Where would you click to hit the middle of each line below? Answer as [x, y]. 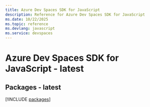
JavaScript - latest [45, 69]
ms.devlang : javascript [30, 29]
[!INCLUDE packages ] [28, 99]
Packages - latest [33, 87]
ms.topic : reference [27, 24]
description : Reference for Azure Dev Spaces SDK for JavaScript [75, 15]
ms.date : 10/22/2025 [27, 19]
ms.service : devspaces [29, 33]
